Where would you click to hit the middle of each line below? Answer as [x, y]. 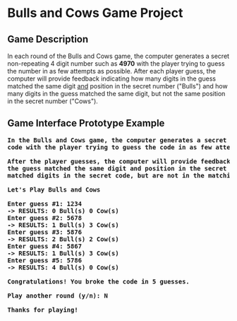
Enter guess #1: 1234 [45, 204]
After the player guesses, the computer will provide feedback [119, 161]
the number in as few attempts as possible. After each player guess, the [112, 71]
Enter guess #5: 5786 [45, 260]
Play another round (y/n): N [57, 296]
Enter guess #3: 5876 [45, 232]
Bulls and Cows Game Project [95, 13]
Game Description [48, 39]
